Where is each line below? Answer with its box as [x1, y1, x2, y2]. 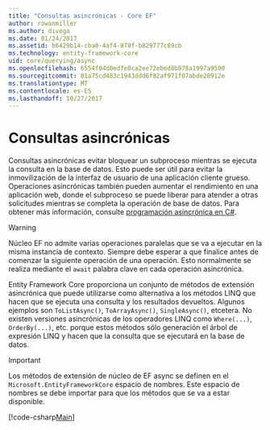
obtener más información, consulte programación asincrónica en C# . [8, 207, 237, 217]
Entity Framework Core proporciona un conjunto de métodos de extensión [8, 280, 255, 290]
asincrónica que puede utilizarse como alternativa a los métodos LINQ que [8, 288, 256, 298]
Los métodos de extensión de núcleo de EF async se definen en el [8, 371, 229, 381]
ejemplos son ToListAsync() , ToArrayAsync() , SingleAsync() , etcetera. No [8, 306, 252, 315]
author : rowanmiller [8, 19, 78, 27]
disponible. [8, 397, 46, 407]
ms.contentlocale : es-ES [8, 86, 92, 95]
